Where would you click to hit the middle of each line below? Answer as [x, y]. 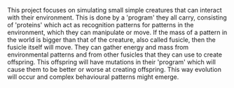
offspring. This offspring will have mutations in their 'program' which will [111, 62]
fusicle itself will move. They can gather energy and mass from [98, 47]
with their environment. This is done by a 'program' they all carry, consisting [117, 17]
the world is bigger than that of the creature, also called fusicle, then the [111, 40]
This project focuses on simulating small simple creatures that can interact [115, 10]
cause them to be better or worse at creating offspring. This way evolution [115, 69]
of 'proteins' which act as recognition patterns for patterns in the [101, 25]
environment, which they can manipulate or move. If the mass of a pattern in [117, 32]
